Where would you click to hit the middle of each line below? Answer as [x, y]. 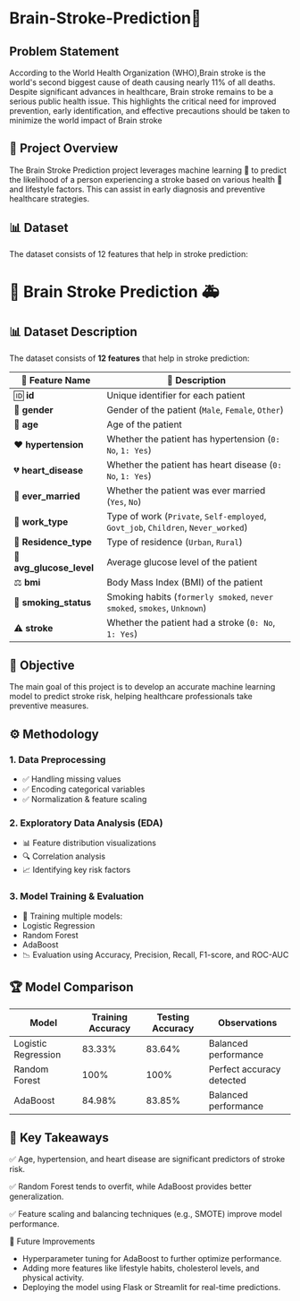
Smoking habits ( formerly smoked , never [190, 596]
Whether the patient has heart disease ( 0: [195, 465]
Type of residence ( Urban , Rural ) [175, 542]
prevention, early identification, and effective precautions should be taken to [150, 111]
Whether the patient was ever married [186, 490]
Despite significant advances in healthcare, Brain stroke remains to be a [142, 92]
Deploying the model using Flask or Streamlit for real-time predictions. [151, 1288]
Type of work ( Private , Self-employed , [187, 516]
